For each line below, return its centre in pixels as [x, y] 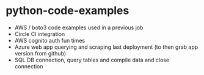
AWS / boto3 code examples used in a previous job [79, 27]
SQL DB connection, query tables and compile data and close [92, 60]
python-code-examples [67, 11]
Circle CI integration [40, 34]
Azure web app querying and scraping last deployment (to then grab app [106, 47]
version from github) [40, 53]
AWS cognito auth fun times [50, 40]
